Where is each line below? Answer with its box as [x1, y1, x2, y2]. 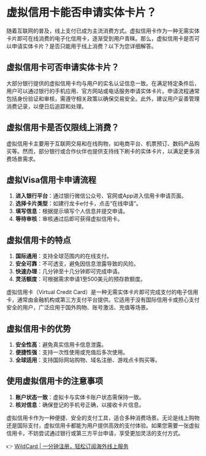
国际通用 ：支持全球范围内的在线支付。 [15, 252, 112, 260]
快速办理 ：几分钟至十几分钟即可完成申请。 [15, 268, 123, 275]
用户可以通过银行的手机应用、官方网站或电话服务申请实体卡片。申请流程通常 [6, 87, 200, 95]
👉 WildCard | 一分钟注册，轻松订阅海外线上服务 [6, 442, 129, 450]
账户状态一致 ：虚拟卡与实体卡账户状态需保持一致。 [15, 393, 145, 401]
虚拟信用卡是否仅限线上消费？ [6, 122, 120, 133]
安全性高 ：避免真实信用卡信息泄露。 [15, 341, 107, 348]
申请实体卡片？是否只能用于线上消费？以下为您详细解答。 [11, 42, 157, 50]
